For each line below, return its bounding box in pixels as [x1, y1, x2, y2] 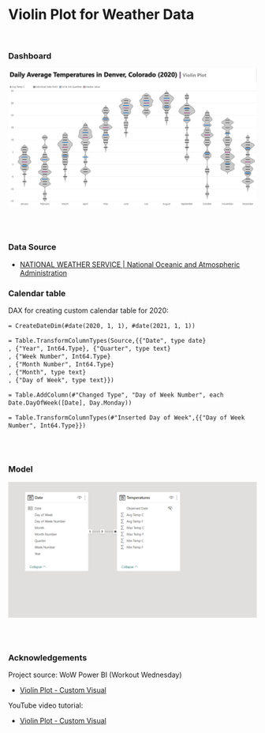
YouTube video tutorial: [8, 701, 84, 710]
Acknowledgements [8, 652, 88, 663]
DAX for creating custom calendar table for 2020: [8, 306, 169, 315]
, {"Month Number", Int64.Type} [8, 361, 114, 369]
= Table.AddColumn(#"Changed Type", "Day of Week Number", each [8, 391, 224, 400]
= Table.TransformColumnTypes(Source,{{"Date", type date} [8, 337, 207, 345]
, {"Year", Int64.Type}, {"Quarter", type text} [8, 345, 171, 353]
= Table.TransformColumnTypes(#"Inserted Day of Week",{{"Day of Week [8, 414, 245, 422]
